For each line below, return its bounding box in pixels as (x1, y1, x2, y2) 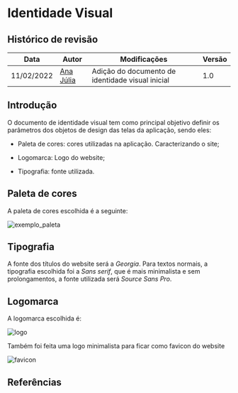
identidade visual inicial (91, 75, 170, 85)
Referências (7, 376, 62, 388)
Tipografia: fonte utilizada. (17, 167, 95, 176)
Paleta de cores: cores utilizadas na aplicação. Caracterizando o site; (17, 139, 220, 148)
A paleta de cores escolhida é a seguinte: (7, 206, 128, 215)
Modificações (120, 55, 168, 64)
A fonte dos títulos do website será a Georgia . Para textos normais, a (7, 259, 208, 268)
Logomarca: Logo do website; (17, 153, 105, 161)
